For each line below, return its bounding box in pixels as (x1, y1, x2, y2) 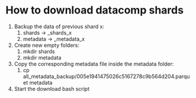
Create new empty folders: (14, 42, 79, 49)
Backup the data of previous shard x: (14, 23, 105, 30)
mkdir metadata (23, 54, 62, 61)
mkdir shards (23, 48, 55, 55)
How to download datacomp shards (5, 4, 184, 17)
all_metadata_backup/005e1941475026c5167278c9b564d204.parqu (23, 73, 190, 80)
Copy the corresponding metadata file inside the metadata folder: (14, 60, 174, 67)
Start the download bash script (14, 85, 90, 92)
